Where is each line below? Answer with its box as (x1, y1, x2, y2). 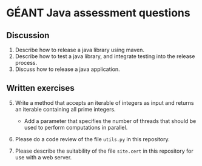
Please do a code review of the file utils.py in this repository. (15, 135, 170, 142)
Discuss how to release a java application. (15, 65, 120, 73)
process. (15, 59, 38, 66)
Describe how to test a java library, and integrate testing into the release (15, 53, 195, 60)
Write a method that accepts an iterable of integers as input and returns (15, 99, 194, 106)
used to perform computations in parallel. (24, 124, 128, 131)
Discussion (6, 30, 50, 41)
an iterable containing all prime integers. (15, 105, 116, 113)
